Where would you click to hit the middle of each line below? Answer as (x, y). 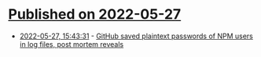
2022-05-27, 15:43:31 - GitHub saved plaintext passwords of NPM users (136, 36)
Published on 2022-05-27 (95, 14)
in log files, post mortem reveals (72, 44)
